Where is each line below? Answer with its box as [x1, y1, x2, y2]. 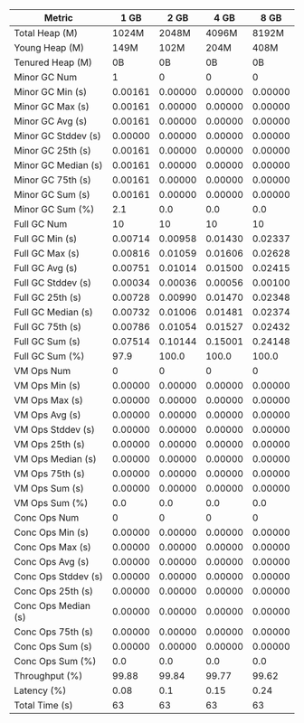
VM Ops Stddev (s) [14, 424, 95, 436]
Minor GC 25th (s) [14, 145, 92, 156]
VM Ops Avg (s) [14, 408, 81, 421]
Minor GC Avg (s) [14, 115, 88, 127]
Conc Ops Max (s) [14, 541, 92, 553]
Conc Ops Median [14, 600, 90, 612]
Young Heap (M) [14, 42, 84, 53]
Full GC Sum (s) [14, 335, 81, 347]
